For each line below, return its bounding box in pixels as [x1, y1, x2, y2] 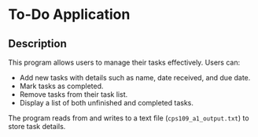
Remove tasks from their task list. [19, 90, 128, 99]
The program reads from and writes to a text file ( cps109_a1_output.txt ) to [8, 113, 249, 123]
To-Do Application [8, 6, 131, 24]
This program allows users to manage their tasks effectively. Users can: [8, 57, 241, 67]
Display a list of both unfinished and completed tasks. [19, 98, 194, 107]
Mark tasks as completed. [19, 81, 104, 91]
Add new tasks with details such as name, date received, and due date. [19, 73, 251, 82]
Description [8, 37, 67, 50]
